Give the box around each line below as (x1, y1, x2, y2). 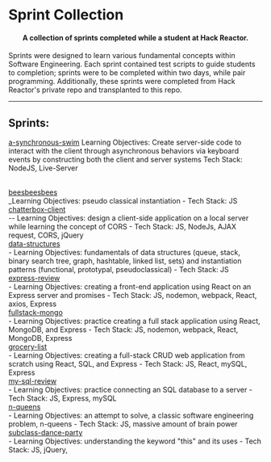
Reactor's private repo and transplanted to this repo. (8, 85, 183, 94)
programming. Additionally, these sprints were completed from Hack (8, 77, 236, 86)
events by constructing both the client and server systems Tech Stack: (8, 155, 244, 165)
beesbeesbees (8, 187, 58, 197)
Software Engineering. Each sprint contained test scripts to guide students (8, 59, 256, 69)
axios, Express (8, 299, 57, 309)
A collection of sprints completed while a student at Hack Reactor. (23, 32, 248, 42)
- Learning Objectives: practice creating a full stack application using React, (8, 317, 261, 326)
